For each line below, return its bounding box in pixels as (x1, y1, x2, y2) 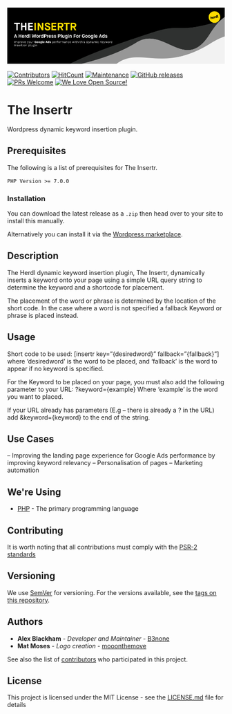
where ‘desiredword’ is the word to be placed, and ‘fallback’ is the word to (7, 357, 217, 365)
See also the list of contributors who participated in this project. (7, 655, 188, 664)
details (7, 701, 26, 709)
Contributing (7, 525, 64, 536)
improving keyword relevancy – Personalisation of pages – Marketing (7, 459, 203, 467)
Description (7, 250, 59, 262)
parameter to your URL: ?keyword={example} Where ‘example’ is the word (7, 385, 218, 393)
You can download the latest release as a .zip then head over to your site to (7, 209, 224, 218)
